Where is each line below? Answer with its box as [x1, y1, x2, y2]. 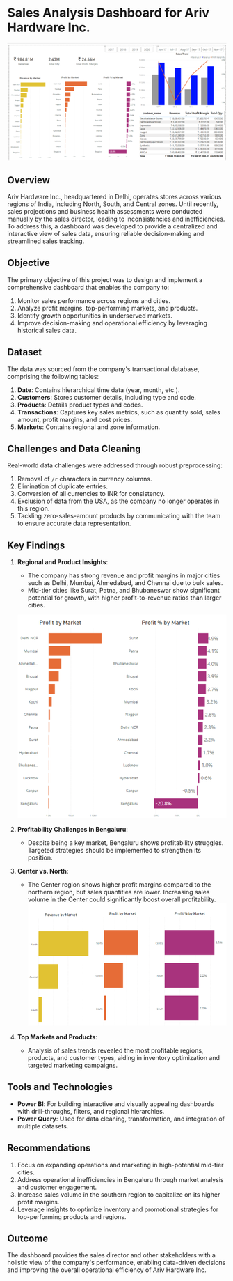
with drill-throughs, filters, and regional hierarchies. [17, 1107, 165, 1115]
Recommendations [7, 1142, 91, 1154]
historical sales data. [17, 326, 77, 334]
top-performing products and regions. [17, 1212, 127, 1220]
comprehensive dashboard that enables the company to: [7, 283, 170, 291]
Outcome [7, 1232, 49, 1244]
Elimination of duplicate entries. [17, 482, 109, 490]
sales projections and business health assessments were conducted [7, 207, 203, 215]
